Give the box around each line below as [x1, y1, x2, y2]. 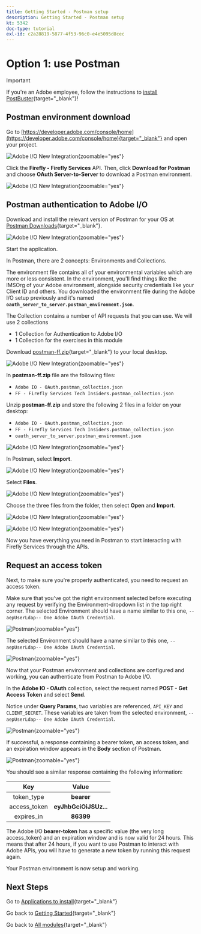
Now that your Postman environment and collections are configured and [6, 666, 185, 673]
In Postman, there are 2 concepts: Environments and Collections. [6, 256, 167, 264]
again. [6, 853, 22, 860]
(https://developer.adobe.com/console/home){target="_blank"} [6, 135, 163, 142]
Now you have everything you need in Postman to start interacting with [6, 536, 182, 544]
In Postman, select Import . [6, 455, 72, 462]
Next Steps [6, 882, 49, 892]
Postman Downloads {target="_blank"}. [6, 222, 103, 229]
